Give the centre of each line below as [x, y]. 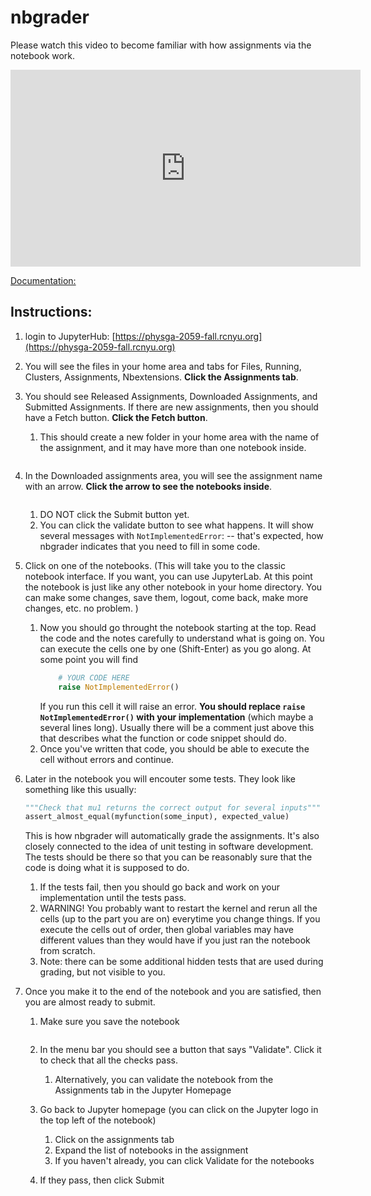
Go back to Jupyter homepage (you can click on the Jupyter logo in [179, 1110]
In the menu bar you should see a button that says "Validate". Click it [180, 1050]
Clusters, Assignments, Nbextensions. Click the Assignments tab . [161, 377]
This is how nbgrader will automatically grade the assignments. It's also [172, 836]
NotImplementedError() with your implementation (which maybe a [176, 717]
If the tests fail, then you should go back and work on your [160, 887]
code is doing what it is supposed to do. [107, 868]
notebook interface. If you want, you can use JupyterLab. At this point [168, 576]
